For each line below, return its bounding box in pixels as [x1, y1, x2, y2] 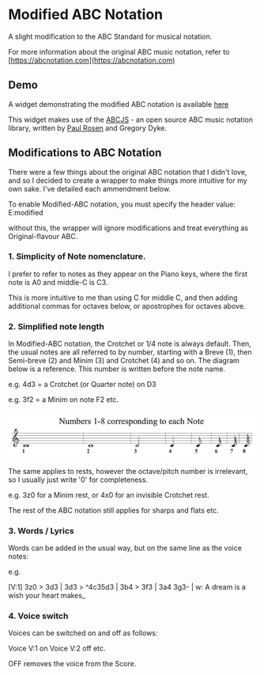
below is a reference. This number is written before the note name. [8, 364, 225, 374]
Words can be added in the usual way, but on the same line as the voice [8, 544, 243, 553]
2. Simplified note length [8, 320, 104, 332]
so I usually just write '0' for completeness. [8, 475, 149, 484]
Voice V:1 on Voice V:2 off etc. [8, 643, 106, 654]
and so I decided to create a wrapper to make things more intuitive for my [8, 176, 247, 185]
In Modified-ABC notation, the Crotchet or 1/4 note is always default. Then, [8, 339, 251, 349]
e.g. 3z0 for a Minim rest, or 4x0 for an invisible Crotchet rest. [8, 490, 209, 499]
